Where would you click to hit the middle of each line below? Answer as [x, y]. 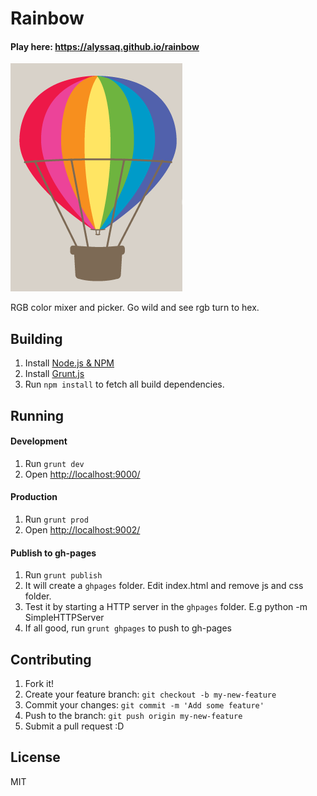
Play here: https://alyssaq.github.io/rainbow [105, 46]
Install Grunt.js [54, 374]
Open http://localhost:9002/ [82, 530]
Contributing [51, 659]
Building [36, 338]
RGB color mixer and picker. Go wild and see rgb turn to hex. [135, 308]
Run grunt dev [54, 463]
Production [34, 497]
